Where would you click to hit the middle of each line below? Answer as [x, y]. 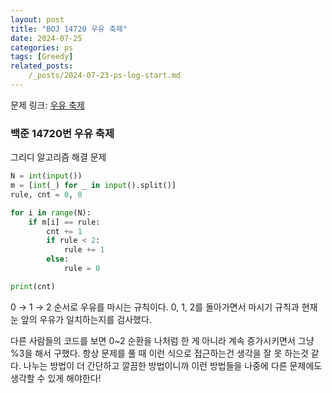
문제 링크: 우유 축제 [47, 105]
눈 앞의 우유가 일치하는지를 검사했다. [81, 319]
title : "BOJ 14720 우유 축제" [69, 29]
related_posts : [42, 66]
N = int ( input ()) [46, 176]
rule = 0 [82, 269]
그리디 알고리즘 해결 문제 [58, 157]
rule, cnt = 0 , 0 [46, 194]
